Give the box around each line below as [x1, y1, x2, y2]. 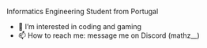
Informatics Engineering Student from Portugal [6, 7, 159, 16]
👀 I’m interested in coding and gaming [17, 22, 142, 31]
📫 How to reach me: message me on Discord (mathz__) [17, 31, 200, 40]
